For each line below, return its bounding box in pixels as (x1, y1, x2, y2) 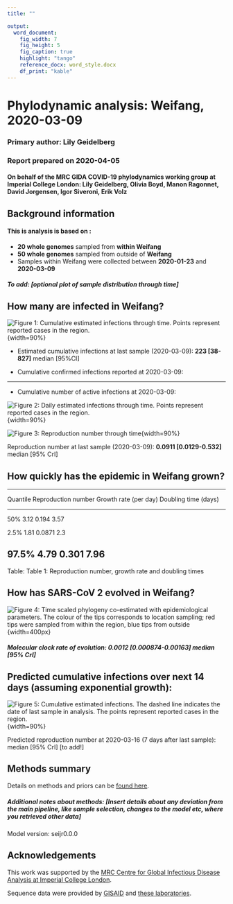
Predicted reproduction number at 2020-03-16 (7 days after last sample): (7, 736, 216, 744)
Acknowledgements (7, 850, 96, 862)
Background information (7, 207, 115, 219)
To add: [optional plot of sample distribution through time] (7, 280, 179, 288)
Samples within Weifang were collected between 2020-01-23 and (17, 257, 207, 266)
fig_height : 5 (19, 42, 60, 49)
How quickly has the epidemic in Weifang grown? (7, 470, 225, 482)
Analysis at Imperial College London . (7, 875, 112, 884)
